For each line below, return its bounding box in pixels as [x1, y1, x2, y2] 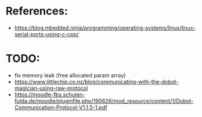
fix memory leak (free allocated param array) [14, 71, 126, 79]
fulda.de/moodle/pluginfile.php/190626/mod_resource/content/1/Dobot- [14, 97, 194, 104]
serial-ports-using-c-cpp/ [14, 30, 79, 37]
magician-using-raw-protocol [14, 84, 88, 92]
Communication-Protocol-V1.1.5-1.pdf [14, 104, 108, 111]
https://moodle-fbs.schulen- [14, 90, 86, 98]
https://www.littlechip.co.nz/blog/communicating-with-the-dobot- [14, 78, 179, 85]
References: [5, 4, 68, 18]
